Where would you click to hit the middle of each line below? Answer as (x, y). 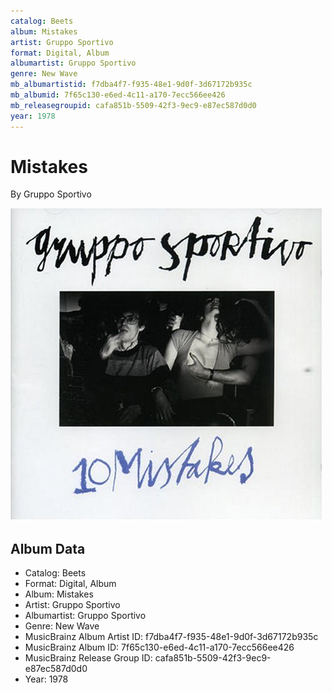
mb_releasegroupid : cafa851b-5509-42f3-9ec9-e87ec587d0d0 (133, 105)
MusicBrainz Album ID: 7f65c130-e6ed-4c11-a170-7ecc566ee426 (159, 647)
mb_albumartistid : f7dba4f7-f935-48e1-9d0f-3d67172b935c (131, 85)
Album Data (48, 548)
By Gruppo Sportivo (51, 194)
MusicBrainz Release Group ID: (88, 658)
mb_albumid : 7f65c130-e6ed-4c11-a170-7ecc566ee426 (118, 95)
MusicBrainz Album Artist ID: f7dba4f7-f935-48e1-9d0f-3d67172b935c (171, 637)
